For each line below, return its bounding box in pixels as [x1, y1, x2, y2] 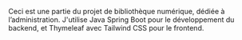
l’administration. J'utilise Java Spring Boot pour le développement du [8, 15, 235, 24]
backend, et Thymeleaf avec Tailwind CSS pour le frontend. [8, 24, 204, 32]
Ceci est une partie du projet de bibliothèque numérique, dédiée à [8, 7, 225, 16]
